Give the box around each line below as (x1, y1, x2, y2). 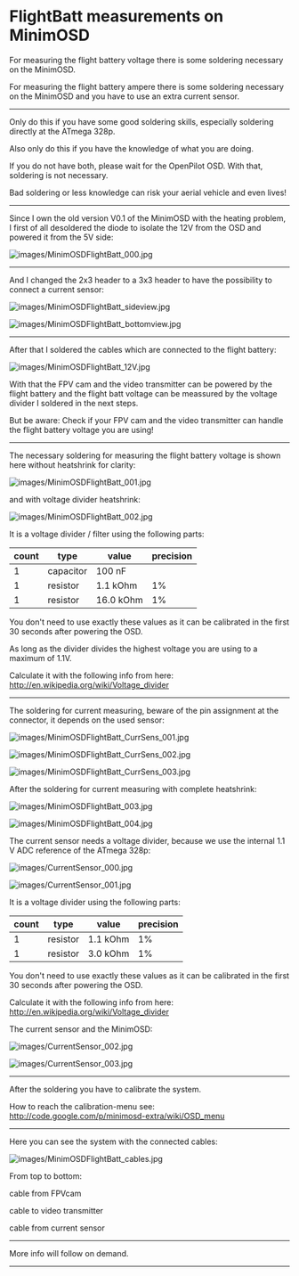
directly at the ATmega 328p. (9, 126, 116, 136)
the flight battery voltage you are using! (9, 424, 154, 435)
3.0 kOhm (87, 947, 130, 960)
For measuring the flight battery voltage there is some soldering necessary (9, 54, 284, 65)
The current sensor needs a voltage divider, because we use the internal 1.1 (9, 835, 286, 846)
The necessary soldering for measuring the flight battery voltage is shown (9, 450, 281, 461)
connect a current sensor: (9, 283, 105, 295)
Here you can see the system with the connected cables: (9, 1136, 218, 1147)
